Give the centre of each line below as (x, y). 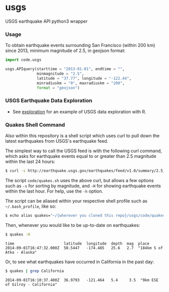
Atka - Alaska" (21, 252)
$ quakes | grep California (35, 271)
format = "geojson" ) (58, 88)
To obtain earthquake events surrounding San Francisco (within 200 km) (80, 45)
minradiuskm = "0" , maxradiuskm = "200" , (81, 83)
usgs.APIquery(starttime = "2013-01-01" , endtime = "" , (65, 69)
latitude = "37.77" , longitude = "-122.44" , (84, 78)
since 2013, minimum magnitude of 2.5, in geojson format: (65, 51)
